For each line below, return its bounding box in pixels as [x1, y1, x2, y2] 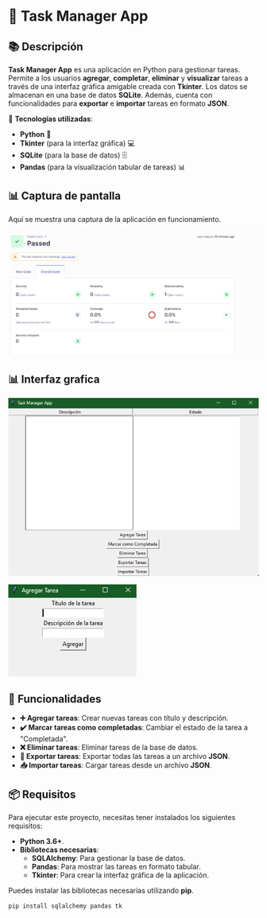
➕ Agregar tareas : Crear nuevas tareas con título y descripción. [19, 714, 229, 723]
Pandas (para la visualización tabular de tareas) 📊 [19, 162, 186, 172]
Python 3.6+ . [19, 837, 64, 846]
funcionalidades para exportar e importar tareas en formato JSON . [8, 99, 229, 108]
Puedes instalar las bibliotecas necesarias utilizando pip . [8, 886, 194, 896]
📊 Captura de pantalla [8, 189, 122, 203]
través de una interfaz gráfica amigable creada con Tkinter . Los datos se [8, 82, 248, 91]
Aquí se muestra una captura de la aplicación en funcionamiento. [8, 214, 221, 224]
